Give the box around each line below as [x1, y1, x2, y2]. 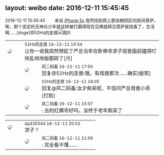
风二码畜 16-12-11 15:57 [41, 101, 93, 106]
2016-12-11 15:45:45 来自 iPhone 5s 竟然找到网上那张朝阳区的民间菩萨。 [5, 17, 159, 23]
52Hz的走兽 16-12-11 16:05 [41, 78, 100, 84]
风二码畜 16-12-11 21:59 [41, 135, 93, 141]
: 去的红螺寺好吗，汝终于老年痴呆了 [41, 107, 123, 114]
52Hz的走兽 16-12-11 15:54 [24, 41, 82, 47]
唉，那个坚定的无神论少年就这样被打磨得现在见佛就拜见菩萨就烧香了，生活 [5, 23, 155, 29]
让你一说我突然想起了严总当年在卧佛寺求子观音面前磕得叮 [24, 47, 157, 54]
